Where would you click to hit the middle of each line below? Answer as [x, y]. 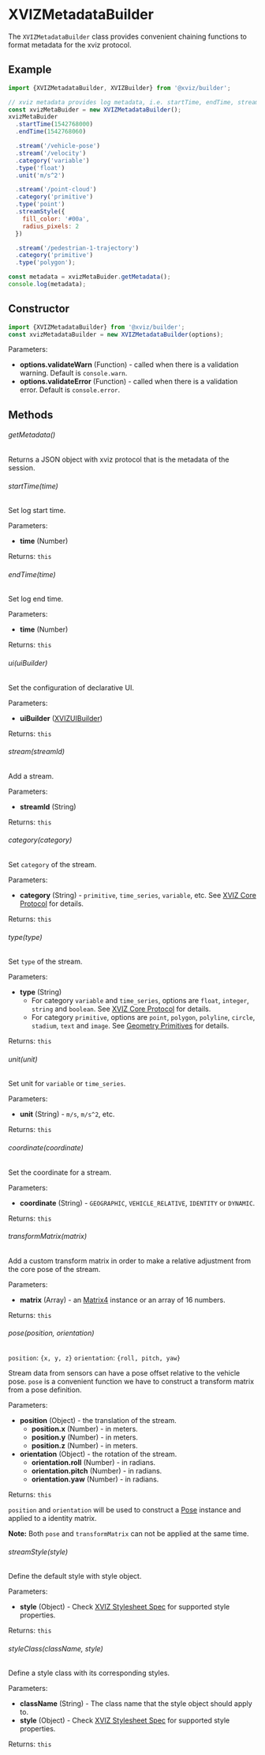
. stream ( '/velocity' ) [51, 153]
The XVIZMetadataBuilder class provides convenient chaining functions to [127, 36]
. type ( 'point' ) [40, 204]
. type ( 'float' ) [40, 168]
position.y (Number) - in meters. [84, 1437]
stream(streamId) [37, 752]
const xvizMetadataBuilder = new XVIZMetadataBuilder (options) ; [116, 334]
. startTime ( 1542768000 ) [54, 124]
